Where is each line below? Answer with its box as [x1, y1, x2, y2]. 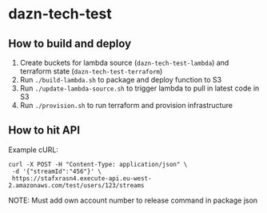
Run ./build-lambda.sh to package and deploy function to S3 [19, 75, 222, 84]
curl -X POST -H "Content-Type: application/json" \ [8, 160, 188, 168]
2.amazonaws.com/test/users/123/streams [8, 181, 145, 189]
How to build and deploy [8, 37, 132, 50]
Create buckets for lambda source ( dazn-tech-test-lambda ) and [19, 58, 229, 67]
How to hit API [8, 123, 81, 137]
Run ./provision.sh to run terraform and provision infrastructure [19, 101, 233, 110]
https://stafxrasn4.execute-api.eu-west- [11, 174, 152, 183]
